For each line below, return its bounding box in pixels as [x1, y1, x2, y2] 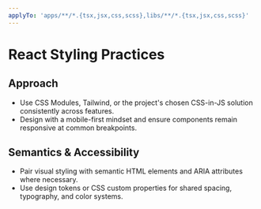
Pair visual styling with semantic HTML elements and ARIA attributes [19, 166, 244, 176]
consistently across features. [19, 106, 115, 115]
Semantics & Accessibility [8, 146, 140, 159]
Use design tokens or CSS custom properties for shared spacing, [19, 183, 232, 193]
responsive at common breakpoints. [19, 123, 137, 132]
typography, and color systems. [19, 192, 124, 201]
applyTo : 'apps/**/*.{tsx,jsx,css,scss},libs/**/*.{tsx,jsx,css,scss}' [8, 11, 249, 20]
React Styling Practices [8, 45, 165, 63]
